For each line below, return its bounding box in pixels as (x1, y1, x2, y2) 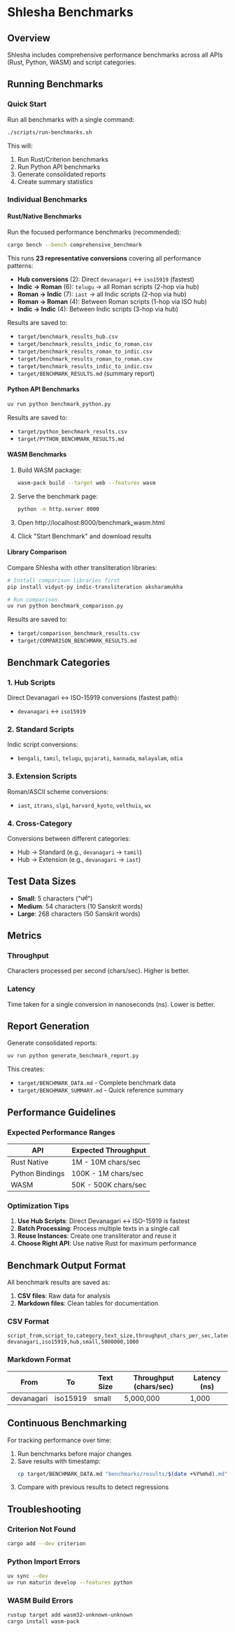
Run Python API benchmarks (17, 162, 101, 171)
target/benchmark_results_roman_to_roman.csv (17, 355, 152, 363)
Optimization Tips (7, 1201, 69, 1211)
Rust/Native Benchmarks (7, 212, 82, 221)
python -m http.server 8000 (17, 505, 99, 512)
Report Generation (7, 1020, 90, 1033)
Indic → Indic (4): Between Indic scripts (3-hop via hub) (17, 305, 178, 313)
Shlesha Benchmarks (7, 4, 134, 20)
